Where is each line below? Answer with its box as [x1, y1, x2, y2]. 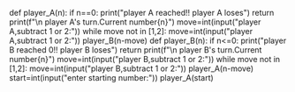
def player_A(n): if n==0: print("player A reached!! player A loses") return [9, 8, 275, 18]
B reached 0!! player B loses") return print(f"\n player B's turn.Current [9, 45, 262, 55]
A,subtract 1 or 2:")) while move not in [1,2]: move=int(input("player [9, 26, 253, 36]
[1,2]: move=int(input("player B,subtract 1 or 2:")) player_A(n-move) [9, 63, 254, 74]
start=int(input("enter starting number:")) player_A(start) [9, 73, 214, 82]
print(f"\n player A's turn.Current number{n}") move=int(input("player [9, 17, 261, 27]
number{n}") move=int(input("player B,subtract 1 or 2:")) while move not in [9, 54, 281, 64]
